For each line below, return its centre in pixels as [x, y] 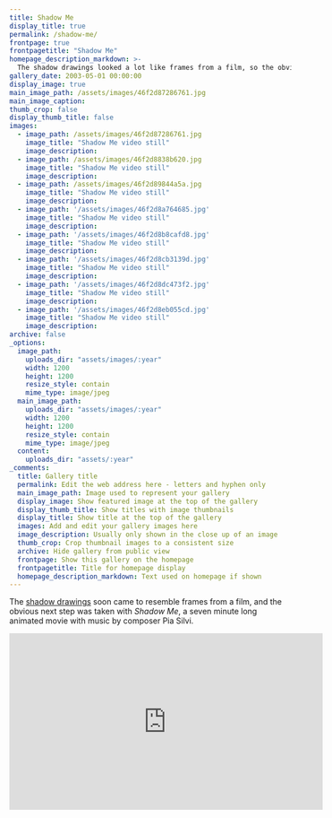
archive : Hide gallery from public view [94, 551]
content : [34, 451]
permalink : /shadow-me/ [54, 34]
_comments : [30, 468]
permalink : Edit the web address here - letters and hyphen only [142, 484]
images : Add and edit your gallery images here [108, 526]
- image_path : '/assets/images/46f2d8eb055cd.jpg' [114, 309]
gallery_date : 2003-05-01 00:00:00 [76, 76]
